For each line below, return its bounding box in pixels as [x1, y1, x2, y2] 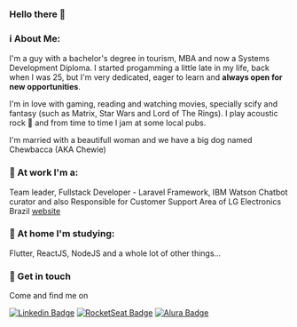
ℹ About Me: [9, 32, 60, 44]
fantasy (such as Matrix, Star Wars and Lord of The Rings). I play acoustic [9, 108, 278, 119]
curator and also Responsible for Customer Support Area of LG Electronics [9, 195, 282, 207]
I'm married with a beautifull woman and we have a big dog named [9, 135, 253, 146]
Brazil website [9, 205, 61, 216]
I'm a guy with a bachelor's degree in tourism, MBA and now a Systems [9, 53, 270, 64]
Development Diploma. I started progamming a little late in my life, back [9, 62, 270, 74]
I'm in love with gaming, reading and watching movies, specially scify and [9, 99, 278, 109]
